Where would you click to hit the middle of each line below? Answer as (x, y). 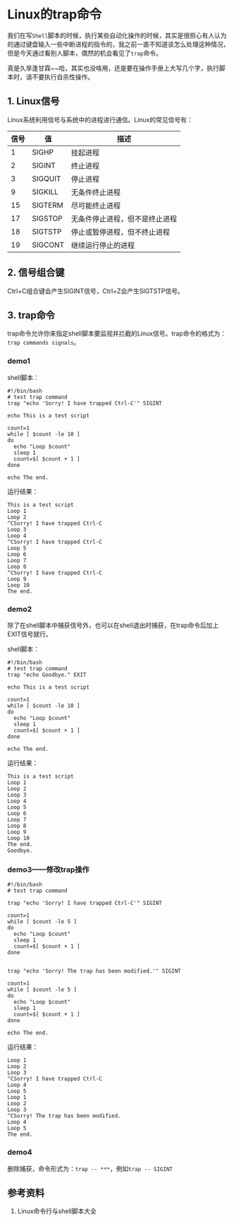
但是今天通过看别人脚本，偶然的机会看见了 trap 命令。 (85, 53)
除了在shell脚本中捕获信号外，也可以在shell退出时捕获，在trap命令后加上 (113, 625)
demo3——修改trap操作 (48, 870)
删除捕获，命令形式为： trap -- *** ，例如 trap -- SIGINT (90, 1168)
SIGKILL (45, 191)
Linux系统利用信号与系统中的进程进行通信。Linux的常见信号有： (100, 119)
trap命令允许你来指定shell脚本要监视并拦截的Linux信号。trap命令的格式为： (117, 333)
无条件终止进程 (96, 192)
